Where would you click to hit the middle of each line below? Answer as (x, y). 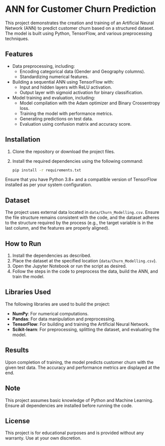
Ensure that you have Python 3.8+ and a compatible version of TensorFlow (81, 180)
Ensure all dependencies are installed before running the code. (69, 405)
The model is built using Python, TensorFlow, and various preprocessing (79, 33)
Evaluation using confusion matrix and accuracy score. (76, 124)
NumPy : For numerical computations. (50, 313)
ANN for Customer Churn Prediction (81, 9)
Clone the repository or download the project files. (63, 151)
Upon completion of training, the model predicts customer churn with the (80, 362)
